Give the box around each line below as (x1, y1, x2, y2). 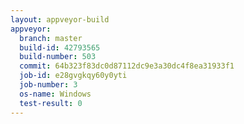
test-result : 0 (19, 98, 83, 108)
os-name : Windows (19, 89, 92, 99)
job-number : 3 (19, 80, 78, 90)
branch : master (19, 33, 83, 43)
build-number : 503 (19, 52, 97, 62)
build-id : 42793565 (19, 42, 101, 53)
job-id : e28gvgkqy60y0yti (19, 71, 128, 81)
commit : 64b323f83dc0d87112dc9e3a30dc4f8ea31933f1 (19, 61, 235, 71)
